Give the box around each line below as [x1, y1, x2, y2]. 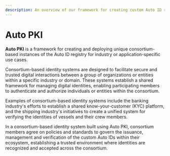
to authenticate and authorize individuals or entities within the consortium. [5, 88, 160, 94]
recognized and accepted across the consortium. [5, 145, 108, 151]
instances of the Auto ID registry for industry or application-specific [19, 51, 161, 57]
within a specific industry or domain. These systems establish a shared [5, 77, 153, 83]
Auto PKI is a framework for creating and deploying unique [5, 46, 128, 52]
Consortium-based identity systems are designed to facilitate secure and [5, 66, 158, 72]
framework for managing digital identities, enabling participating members [5, 82, 160, 88]
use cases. [5, 57, 28, 63]
